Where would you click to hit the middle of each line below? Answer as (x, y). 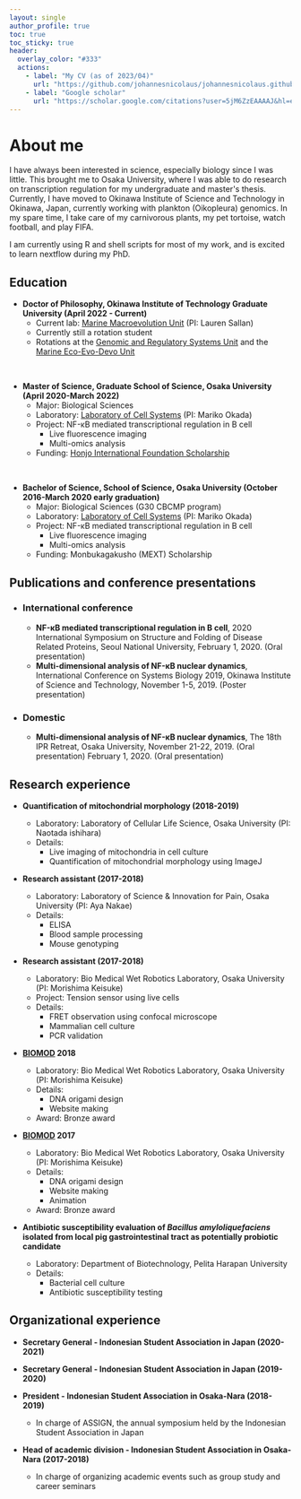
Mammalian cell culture (92, 1026)
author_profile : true (50, 26)
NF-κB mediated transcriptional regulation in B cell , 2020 (144, 628)
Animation (68, 1200)
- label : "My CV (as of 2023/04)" (90, 76)
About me (47, 145)
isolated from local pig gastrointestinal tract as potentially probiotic (150, 1236)
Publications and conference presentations (133, 582)
